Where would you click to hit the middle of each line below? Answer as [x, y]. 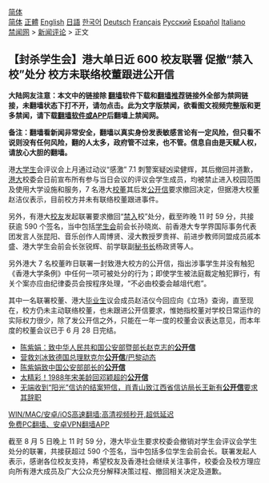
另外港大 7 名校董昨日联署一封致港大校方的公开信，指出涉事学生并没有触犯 [131, 263]
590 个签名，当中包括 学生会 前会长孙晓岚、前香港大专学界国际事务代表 [140, 226]
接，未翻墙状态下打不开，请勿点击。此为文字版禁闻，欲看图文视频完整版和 [131, 105]
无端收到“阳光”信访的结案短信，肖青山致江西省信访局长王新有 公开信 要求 [139, 387]
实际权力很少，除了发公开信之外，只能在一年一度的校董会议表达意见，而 [127, 320]
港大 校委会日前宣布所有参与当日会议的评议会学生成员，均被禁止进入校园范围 [134, 179]
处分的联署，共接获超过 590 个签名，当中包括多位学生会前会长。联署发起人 [132, 451]
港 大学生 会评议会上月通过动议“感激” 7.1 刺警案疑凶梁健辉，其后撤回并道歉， [133, 169]
